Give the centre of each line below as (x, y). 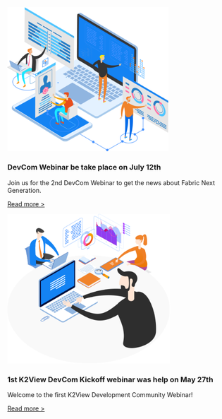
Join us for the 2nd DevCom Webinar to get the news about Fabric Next (111, 182)
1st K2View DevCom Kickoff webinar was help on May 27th (110, 379)
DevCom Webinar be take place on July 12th (84, 167)
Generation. (24, 190)
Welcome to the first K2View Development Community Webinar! (100, 395)
